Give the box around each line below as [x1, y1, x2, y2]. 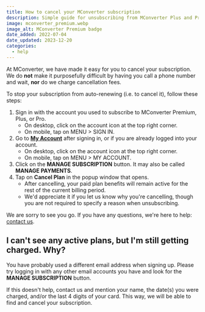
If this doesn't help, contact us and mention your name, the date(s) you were [6, 286, 199, 293]
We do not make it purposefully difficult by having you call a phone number [6, 71, 196, 79]
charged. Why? [6, 245, 66, 255]
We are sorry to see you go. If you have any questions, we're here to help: [6, 211, 192, 219]
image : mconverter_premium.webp [6, 20, 88, 26]
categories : [6, 43, 37, 49]
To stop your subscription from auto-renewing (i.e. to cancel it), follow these [6, 90, 198, 98]
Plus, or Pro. [15, 115, 46, 122]
